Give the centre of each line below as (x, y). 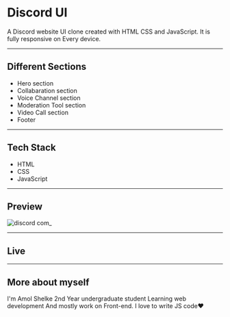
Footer (26, 119)
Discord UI (37, 13)
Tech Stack (31, 148)
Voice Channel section (49, 98)
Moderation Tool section (51, 105)
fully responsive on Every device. (54, 38)
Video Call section (42, 112)
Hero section (35, 83)
